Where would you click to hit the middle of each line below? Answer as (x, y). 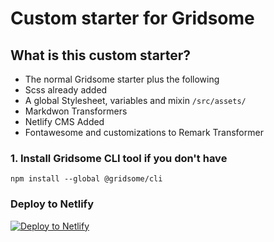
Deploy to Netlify (52, 204)
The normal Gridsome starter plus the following (122, 79)
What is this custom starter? (101, 55)
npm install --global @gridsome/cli (86, 179)
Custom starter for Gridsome (132, 18)
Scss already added (66, 90)
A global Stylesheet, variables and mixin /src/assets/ (135, 100)
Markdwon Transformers (76, 111)
